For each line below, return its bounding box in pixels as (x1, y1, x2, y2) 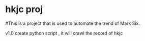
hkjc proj (5, 4, 43, 15)
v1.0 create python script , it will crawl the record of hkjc (5, 30, 123, 36)
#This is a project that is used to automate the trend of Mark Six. (5, 20, 140, 26)
